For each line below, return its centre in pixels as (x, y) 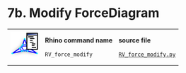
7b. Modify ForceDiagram (83, 13)
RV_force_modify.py (147, 55)
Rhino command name (79, 40)
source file (134, 40)
